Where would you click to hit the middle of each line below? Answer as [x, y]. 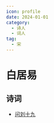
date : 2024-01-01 [27, 17]
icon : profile [23, 11]
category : [18, 22]
